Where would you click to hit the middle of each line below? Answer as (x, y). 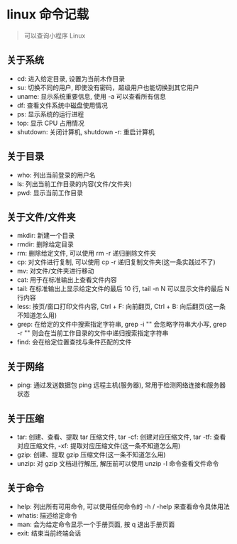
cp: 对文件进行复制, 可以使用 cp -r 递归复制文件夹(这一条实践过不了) (116, 262)
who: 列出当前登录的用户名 (56, 175)
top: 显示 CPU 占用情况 (50, 123)
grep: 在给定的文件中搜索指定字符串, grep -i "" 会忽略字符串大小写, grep (122, 325)
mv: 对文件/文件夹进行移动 (55, 271)
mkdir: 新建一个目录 (46, 236)
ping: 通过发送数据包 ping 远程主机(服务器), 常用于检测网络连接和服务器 (121, 385)
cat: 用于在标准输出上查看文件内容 (67, 280)
